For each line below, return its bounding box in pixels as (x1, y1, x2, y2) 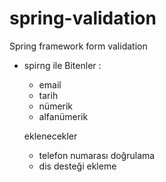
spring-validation (9, 7, 157, 30)
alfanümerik (38, 110, 89, 122)
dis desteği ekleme (38, 160, 117, 172)
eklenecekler (23, 130, 78, 142)
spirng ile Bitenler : (23, 59, 102, 71)
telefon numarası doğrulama (38, 149, 156, 161)
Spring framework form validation (9, 40, 148, 52)
